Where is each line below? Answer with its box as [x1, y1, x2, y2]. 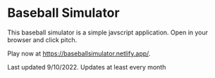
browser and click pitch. [7, 35, 78, 44]
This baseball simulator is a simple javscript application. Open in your [7, 28, 209, 37]
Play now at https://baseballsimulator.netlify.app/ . [7, 49, 151, 58]
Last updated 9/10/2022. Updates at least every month [7, 63, 166, 71]
